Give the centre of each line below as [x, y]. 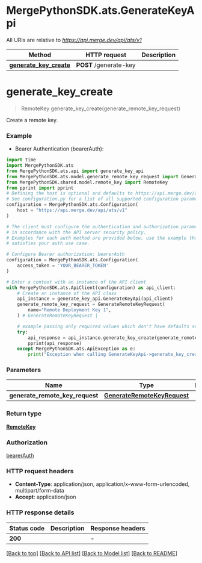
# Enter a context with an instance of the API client [76, 282]
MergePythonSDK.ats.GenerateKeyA [100, 11]
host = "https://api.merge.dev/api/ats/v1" [72, 210]
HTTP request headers [40, 471]
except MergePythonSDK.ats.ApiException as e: [76, 349]
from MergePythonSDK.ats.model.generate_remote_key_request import [93, 176]
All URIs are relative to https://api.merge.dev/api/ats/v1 [74, 40]
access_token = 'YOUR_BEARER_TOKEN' [63, 266]
